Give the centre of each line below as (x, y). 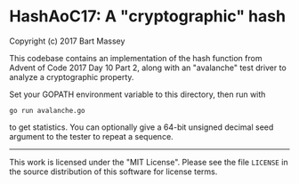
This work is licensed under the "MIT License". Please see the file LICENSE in (149, 162)
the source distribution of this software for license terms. (113, 172)
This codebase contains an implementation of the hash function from (136, 58)
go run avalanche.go (48, 110)
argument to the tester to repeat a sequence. (91, 136)
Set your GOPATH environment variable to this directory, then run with (137, 94)
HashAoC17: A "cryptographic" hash (148, 16)
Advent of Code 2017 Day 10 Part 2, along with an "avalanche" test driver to (148, 68)
